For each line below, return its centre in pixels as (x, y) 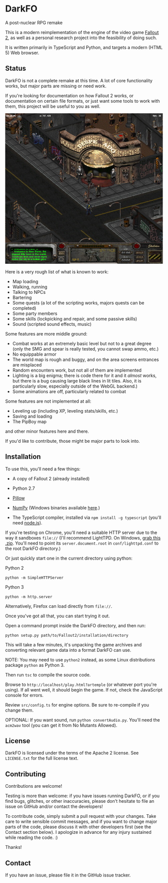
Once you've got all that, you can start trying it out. (57, 616)
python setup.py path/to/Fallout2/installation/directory (67, 635)
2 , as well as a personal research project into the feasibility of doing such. (81, 38)
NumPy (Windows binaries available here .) (56, 507)
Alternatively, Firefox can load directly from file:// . (59, 606)
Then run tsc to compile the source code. (48, 674)
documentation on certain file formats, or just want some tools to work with (82, 101)
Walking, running (30, 287)
